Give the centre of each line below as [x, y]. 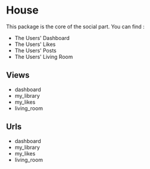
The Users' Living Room [44, 57]
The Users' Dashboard [42, 38]
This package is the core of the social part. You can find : [76, 26]
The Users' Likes [35, 44]
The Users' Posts [36, 50]
